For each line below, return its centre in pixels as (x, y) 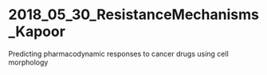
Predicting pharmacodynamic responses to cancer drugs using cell (118, 53)
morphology (28, 62)
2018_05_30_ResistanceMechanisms (133, 15)
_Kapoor (37, 32)
